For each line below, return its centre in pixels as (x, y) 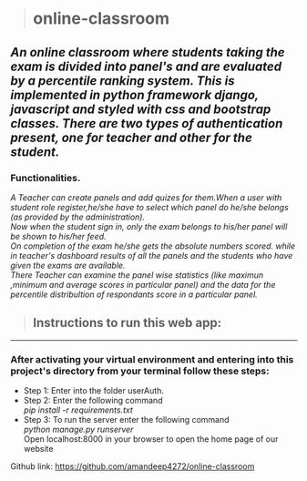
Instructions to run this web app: (127, 323)
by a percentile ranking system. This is (123, 81)
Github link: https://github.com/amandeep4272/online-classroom (133, 466)
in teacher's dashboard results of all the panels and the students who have (152, 255)
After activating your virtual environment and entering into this (152, 359)
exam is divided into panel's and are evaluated (146, 66)
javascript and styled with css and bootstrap (141, 109)
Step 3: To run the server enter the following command (127, 419)
